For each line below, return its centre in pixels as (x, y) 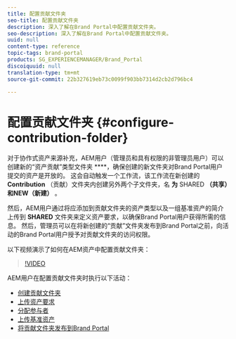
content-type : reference (44, 46)
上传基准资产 (36, 319)
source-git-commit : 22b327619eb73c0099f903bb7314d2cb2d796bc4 (100, 79)
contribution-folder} (68, 137)
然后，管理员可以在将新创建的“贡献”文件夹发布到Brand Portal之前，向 (122, 226)
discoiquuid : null (34, 66)
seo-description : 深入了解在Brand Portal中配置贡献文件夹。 (90, 33)
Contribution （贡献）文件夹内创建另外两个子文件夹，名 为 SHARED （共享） (118, 184)
